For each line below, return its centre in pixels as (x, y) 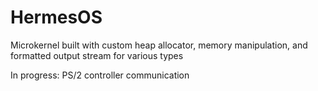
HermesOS (56, 17)
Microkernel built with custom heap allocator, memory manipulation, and (159, 45)
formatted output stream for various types (97, 55)
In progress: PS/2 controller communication (100, 75)
